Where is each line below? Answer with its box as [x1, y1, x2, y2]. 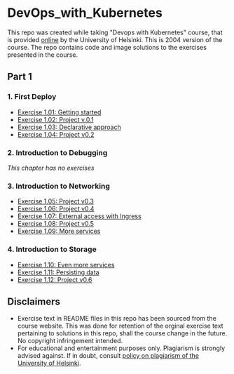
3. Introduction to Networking [7, 181, 111, 191]
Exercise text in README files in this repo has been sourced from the [17, 314, 217, 323]
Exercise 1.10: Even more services [17, 260, 115, 269]
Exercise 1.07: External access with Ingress [17, 212, 142, 220]
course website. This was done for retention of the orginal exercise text [17, 321, 223, 330]
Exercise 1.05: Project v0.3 [17, 197, 95, 206]
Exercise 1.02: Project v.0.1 [17, 115, 94, 123]
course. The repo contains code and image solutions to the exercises [7, 43, 207, 51]
